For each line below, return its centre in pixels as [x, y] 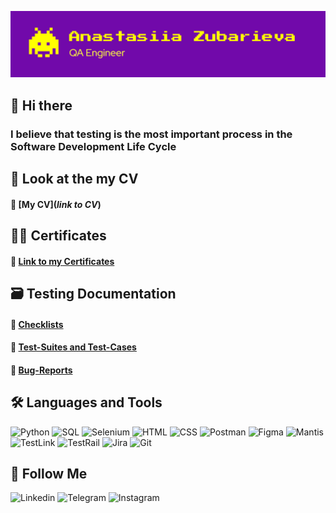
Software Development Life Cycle [93, 146]
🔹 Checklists [37, 324]
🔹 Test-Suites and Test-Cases [73, 347]
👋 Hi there [41, 105]
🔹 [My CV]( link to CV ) [56, 204]
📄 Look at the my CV [74, 179]
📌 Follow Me [49, 473]
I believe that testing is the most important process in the [151, 134]
